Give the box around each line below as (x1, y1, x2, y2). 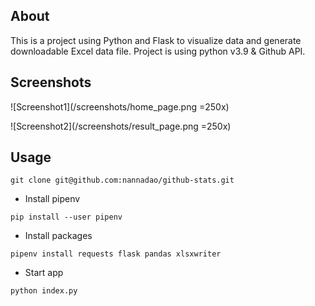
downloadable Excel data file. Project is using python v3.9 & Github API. (10, 45, 306, 57)
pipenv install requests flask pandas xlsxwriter (10, 249, 222, 259)
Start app (24, 267, 64, 279)
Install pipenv (24, 193, 81, 205)
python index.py (10, 286, 78, 296)
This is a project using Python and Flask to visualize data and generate (10, 34, 302, 46)
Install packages (24, 230, 93, 242)
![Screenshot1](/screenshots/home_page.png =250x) (10, 100, 230, 113)
